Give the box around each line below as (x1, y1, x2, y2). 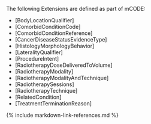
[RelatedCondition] (14, 93, 62, 101)
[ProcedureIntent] (14, 55, 59, 62)
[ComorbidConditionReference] (14, 29, 93, 37)
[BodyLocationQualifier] (14, 17, 74, 23)
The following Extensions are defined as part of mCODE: (6, 5, 146, 12)
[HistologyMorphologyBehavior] (14, 42, 95, 49)
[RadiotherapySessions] (14, 81, 74, 88)
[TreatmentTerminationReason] (14, 100, 92, 107)
